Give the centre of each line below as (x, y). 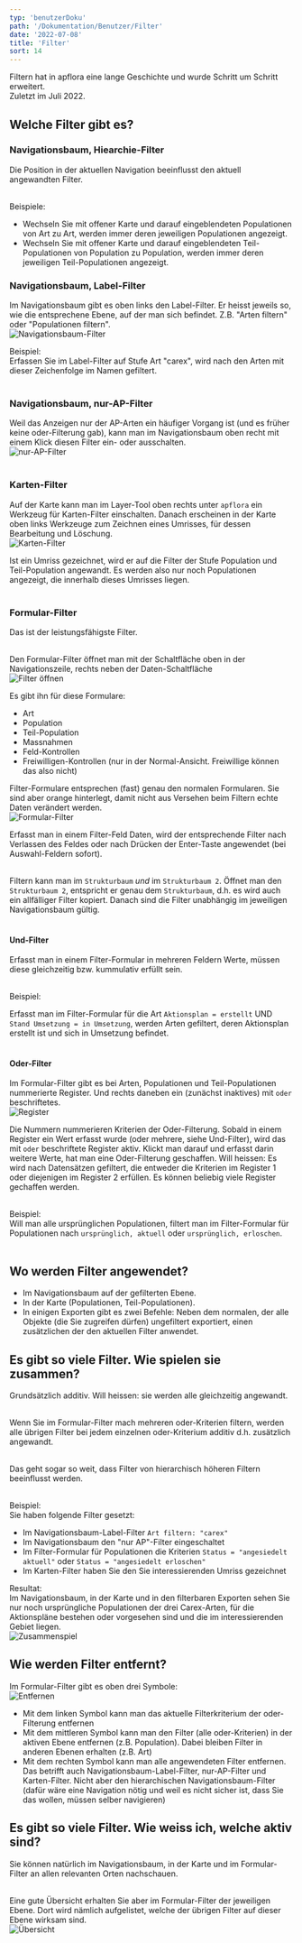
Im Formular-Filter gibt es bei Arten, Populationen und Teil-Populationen (143, 1083)
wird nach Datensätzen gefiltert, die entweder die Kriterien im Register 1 (143, 1168)
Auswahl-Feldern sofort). (56, 854)
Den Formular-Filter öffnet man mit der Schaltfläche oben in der (128, 659)
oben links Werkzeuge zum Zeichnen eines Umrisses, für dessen (130, 523)
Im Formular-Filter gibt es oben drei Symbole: (94, 1686)
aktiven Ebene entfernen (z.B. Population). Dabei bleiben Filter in (142, 1742)
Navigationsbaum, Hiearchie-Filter (87, 150)
